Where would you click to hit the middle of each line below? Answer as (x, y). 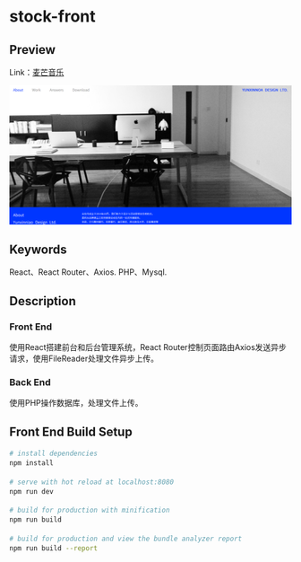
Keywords (38, 249)
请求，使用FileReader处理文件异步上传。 (84, 359)
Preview (33, 50)
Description (43, 301)
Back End (30, 382)
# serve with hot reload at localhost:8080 (92, 482)
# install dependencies (54, 454)
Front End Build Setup (71, 431)
